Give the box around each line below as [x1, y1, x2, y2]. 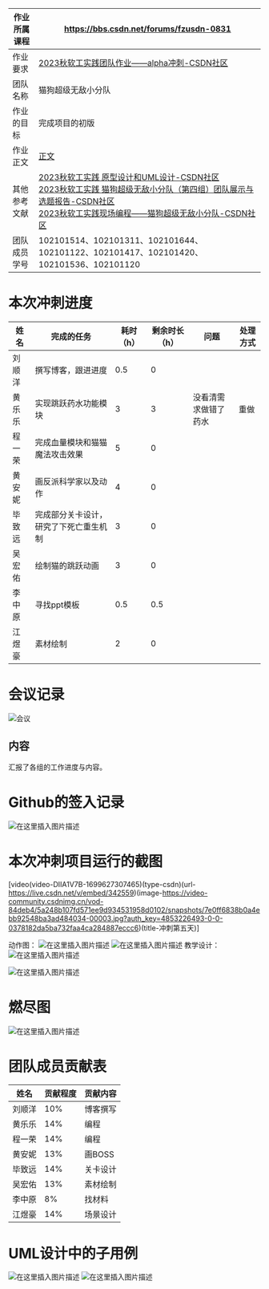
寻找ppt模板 [34, 599, 80, 610]
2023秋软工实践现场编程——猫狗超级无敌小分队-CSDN [38, 208, 248, 219]
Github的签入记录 [8, 793, 125, 811]
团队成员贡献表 [8, 1057, 107, 1076]
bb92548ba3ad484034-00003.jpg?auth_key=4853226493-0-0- [8, 914, 223, 923]
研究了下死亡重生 [34, 521, 100, 532]
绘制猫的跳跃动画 [34, 560, 100, 571]
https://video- [162, 888, 208, 898]
